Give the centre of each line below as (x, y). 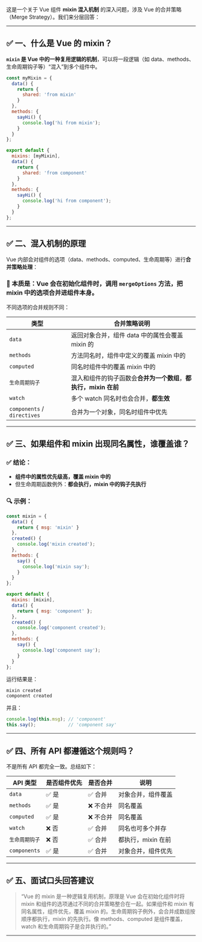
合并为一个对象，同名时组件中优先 (119, 412)
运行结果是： (22, 679)
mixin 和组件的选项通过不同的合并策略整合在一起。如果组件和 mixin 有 (107, 903)
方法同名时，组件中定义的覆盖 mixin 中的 (129, 355)
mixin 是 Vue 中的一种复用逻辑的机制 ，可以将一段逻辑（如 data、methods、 (100, 59)
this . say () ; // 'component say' (62, 725)
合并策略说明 (132, 323)
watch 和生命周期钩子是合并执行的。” (66, 926)
